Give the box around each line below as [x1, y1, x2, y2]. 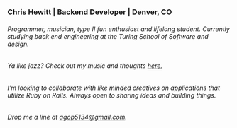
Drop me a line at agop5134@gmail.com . [7, 113, 128, 122]
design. [7, 40, 30, 48]
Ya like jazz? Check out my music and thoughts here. [7, 62, 163, 70]
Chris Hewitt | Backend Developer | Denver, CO [7, 7, 172, 17]
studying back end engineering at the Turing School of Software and [7, 32, 209, 40]
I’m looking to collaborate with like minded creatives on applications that [7, 83, 220, 92]
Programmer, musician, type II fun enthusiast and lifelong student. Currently [7, 25, 231, 33]
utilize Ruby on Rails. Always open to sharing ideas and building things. [7, 91, 216, 99]
